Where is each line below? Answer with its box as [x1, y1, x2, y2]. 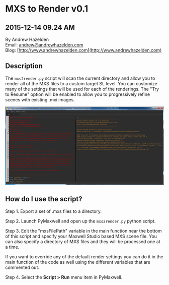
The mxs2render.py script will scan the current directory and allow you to [5, 75, 155, 81]
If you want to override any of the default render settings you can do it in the [5, 253, 163, 260]
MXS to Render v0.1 [5, 3, 89, 15]
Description [5, 62, 43, 71]
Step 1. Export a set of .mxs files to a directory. [5, 208, 102, 214]
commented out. [5, 264, 39, 270]
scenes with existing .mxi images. [5, 96, 75, 102]
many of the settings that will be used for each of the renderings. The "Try [5, 86, 159, 92]
